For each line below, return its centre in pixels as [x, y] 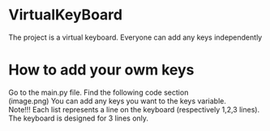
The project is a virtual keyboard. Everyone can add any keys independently [135, 37]
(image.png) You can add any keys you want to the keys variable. [118, 101]
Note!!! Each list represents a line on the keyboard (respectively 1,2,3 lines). [134, 109]
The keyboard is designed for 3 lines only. [78, 118]
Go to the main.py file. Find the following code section [99, 92]
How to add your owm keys [101, 70]
